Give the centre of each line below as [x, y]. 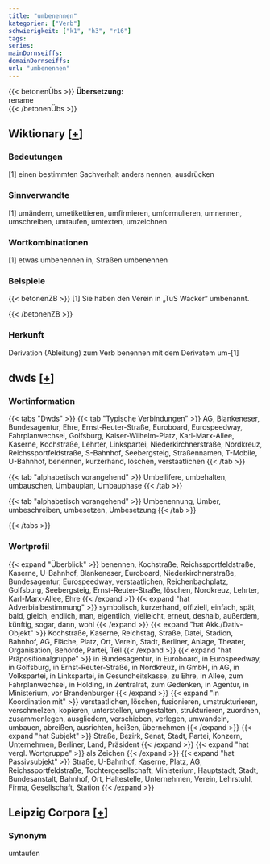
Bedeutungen [35, 157]
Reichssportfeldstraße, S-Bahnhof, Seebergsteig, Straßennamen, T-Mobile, [133, 453]
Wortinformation [42, 401]
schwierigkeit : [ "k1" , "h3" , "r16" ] [70, 31]
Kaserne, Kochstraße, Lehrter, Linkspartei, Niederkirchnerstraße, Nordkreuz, [135, 444]
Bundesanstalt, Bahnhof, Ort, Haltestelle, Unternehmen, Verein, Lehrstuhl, [131, 778]
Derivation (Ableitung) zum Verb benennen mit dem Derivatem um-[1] [124, 353]
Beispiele [27, 281]
